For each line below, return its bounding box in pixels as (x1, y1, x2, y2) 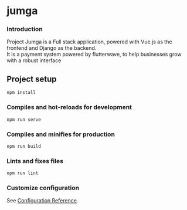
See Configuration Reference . (6, 197, 79, 204)
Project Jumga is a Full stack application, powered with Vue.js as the (6, 38, 172, 45)
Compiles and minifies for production (6, 130, 115, 138)
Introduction (6, 25, 43, 33)
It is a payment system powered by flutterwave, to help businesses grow (6, 51, 182, 58)
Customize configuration (6, 184, 80, 192)
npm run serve (6, 116, 42, 123)
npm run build (6, 143, 42, 149)
